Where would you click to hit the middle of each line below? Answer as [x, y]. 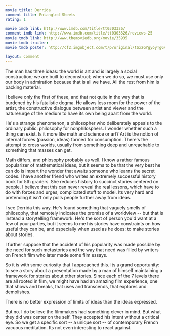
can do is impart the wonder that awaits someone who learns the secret [80, 171]
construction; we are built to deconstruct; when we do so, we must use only [84, 76]
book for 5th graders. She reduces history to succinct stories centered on [82, 181]
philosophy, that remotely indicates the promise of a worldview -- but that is [84, 213]
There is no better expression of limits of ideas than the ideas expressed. [81, 301]
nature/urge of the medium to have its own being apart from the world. [79, 113]
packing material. [23, 87]
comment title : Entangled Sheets [40, 15]
